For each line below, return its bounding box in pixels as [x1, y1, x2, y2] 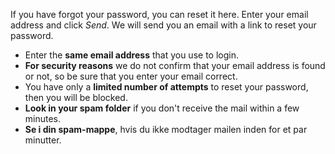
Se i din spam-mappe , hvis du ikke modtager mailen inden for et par [24, 124, 308, 135]
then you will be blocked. [24, 92, 128, 103]
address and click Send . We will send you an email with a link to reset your [10, 19, 317, 31]
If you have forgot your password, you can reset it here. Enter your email [10, 9, 309, 20]
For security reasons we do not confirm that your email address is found [24, 60, 326, 71]
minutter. [24, 134, 62, 146]
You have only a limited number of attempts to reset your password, [24, 81, 309, 93]
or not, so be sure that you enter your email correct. [24, 70, 238, 82]
